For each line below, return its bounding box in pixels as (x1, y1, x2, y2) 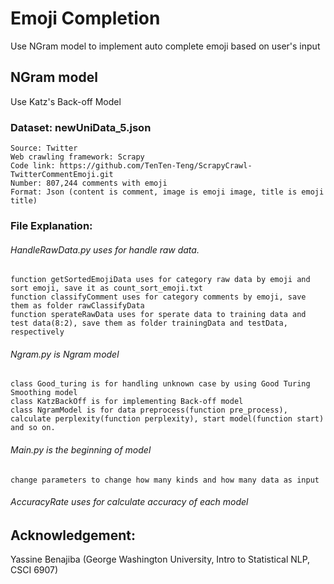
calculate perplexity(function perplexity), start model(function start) (10, 414, 325, 424)
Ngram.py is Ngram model (10, 348, 120, 360)
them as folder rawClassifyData (10, 301, 145, 311)
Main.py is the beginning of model (10, 443, 152, 456)
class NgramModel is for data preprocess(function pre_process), (10, 405, 288, 416)
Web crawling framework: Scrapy (10, 152, 145, 162)
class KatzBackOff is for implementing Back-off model (10, 397, 244, 407)
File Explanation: (10, 218, 93, 232)
